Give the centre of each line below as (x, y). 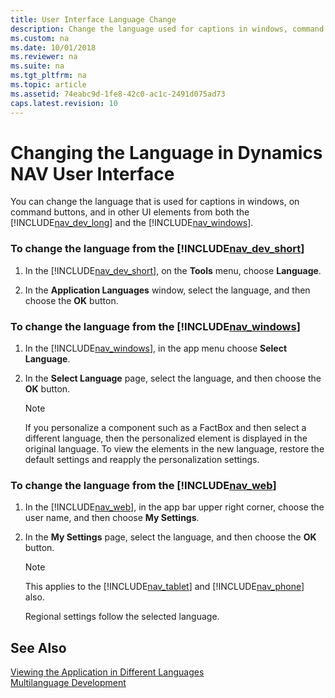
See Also (38, 647)
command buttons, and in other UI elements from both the (130, 212)
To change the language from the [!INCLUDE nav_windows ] (155, 326)
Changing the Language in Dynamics (166, 152)
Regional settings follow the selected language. (122, 617)
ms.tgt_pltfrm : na (48, 76)
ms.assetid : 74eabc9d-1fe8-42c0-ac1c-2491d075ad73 (118, 94)
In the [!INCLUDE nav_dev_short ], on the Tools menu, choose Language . (173, 270)
